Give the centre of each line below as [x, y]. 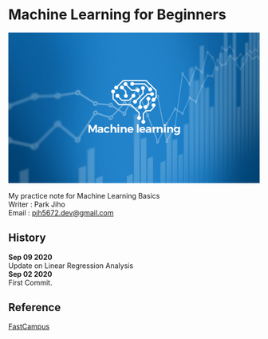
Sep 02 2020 [30, 274]
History [27, 238]
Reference [35, 307]
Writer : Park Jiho [37, 204]
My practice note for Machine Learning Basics [84, 195]
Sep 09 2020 [31, 257]
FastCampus [29, 327]
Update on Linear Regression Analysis [71, 266]
